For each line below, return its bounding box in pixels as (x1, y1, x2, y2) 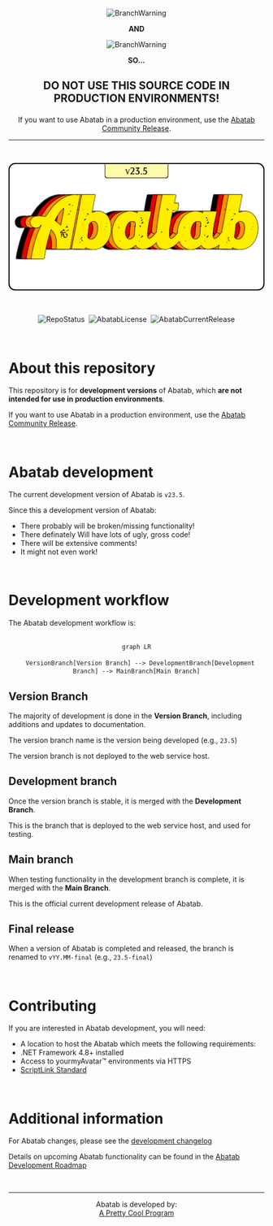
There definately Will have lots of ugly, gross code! (19, 530, 191, 539)
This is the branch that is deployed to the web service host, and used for (8, 821, 251, 830)
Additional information (8, 1109, 164, 1128)
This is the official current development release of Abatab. (8, 899, 203, 908)
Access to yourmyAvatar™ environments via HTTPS (19, 1056, 192, 1066)
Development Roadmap (8, 1160, 87, 1170)
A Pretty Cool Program (98, 1208, 175, 1218)
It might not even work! (19, 547, 98, 557)
